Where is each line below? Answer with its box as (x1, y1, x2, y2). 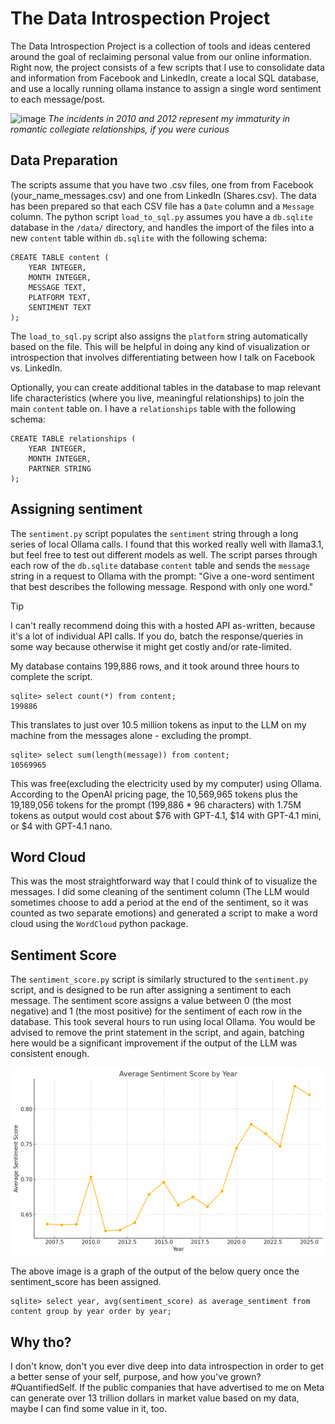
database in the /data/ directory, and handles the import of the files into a (10, 221, 315, 233)
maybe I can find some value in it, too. (10, 1403, 168, 1415)
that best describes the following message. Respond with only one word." (10, 580, 314, 592)
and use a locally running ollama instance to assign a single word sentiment (10, 82, 322, 94)
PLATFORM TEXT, (28, 292, 92, 302)
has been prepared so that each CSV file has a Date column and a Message (10, 200, 315, 212)
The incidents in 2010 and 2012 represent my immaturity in (48, 112, 291, 124)
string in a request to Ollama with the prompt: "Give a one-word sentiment (10, 570, 315, 582)
